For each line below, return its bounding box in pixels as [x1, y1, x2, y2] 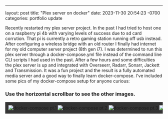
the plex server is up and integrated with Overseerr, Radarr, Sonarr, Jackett [5, 62, 160, 68]
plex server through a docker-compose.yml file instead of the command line [5, 51, 162, 57]
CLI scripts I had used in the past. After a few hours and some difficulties [5, 57, 155, 62]
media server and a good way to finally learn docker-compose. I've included [5, 73, 162, 78]
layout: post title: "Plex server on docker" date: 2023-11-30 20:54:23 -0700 [5, 10, 160, 15]
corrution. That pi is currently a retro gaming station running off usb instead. [5, 35, 162, 41]
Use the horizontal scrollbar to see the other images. [5, 90, 135, 97]
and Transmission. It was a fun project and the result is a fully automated [5, 67, 155, 73]
